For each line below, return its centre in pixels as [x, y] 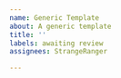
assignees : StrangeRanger [58, 52]
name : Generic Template [55, 18]
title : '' [28, 34]
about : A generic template [60, 26]
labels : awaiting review [56, 43]
